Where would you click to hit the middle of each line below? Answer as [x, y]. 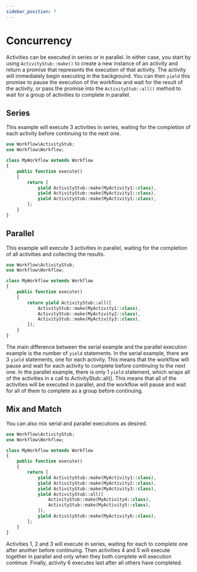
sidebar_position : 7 [31, 11]
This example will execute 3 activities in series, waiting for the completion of [98, 127]
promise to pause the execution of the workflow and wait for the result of [95, 82]
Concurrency [39, 40]
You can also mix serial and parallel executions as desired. [77, 423]
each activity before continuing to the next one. [64, 134]
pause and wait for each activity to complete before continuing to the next [96, 365]
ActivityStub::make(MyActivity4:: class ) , [99, 500]
